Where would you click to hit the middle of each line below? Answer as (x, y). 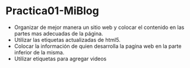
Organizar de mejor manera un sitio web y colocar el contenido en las (99, 27)
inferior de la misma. (39, 52)
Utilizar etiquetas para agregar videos (60, 59)
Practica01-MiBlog (52, 11)
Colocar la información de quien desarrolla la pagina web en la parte (98, 46)
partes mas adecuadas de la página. (58, 33)
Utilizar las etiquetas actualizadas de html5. (67, 40)
